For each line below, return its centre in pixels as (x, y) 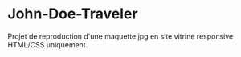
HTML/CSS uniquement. (48, 44)
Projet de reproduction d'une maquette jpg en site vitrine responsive (120, 36)
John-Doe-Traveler (73, 14)
